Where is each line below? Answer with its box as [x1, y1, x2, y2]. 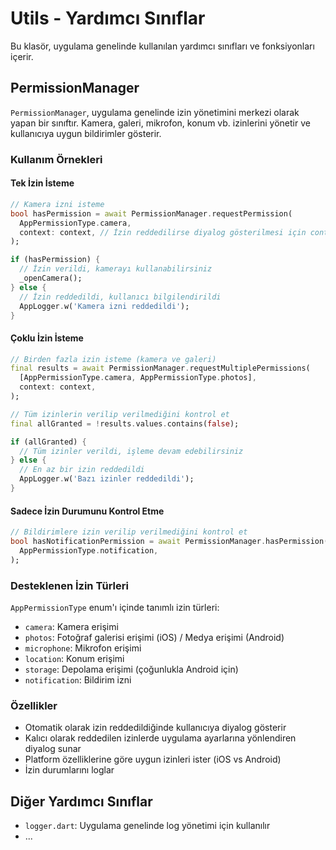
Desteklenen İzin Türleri [10, 578, 129, 592]
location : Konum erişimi [24, 652, 125, 664]
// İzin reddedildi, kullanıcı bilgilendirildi [19, 292, 222, 302]
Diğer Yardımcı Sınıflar [10, 793, 153, 810]
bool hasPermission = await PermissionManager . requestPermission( [10, 208, 293, 219]
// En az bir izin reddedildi [19, 465, 145, 475]
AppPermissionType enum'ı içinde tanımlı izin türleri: [10, 601, 220, 613]
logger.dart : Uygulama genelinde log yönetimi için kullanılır [24, 820, 271, 832]
